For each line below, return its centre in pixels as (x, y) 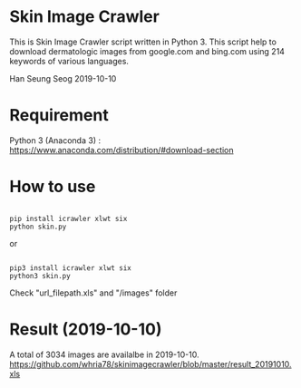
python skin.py (38, 227)
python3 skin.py (40, 276)
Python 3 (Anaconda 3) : (55, 140)
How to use (53, 187)
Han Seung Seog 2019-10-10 (63, 78)
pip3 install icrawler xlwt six (70, 268)
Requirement (59, 116)
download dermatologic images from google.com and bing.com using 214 (147, 51)
